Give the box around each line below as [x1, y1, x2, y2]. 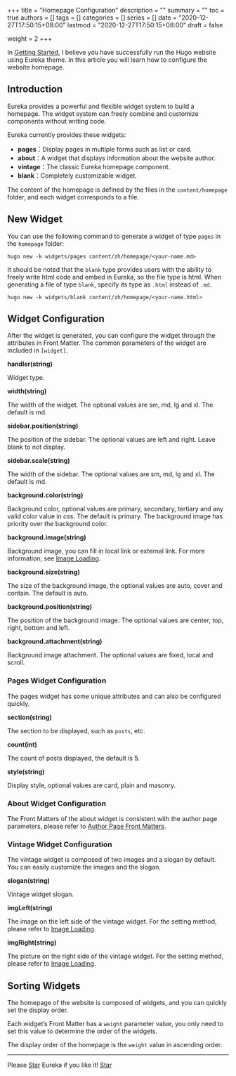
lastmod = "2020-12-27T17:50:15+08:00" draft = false [67, 21, 223, 29]
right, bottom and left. [7, 624, 70, 632]
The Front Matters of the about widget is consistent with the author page [7, 815, 218, 823]
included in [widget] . [7, 346, 68, 355]
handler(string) [7, 360, 53, 368]
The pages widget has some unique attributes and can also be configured [7, 692, 221, 700]
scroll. [7, 658, 25, 667]
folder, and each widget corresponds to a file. [7, 192, 139, 201]
